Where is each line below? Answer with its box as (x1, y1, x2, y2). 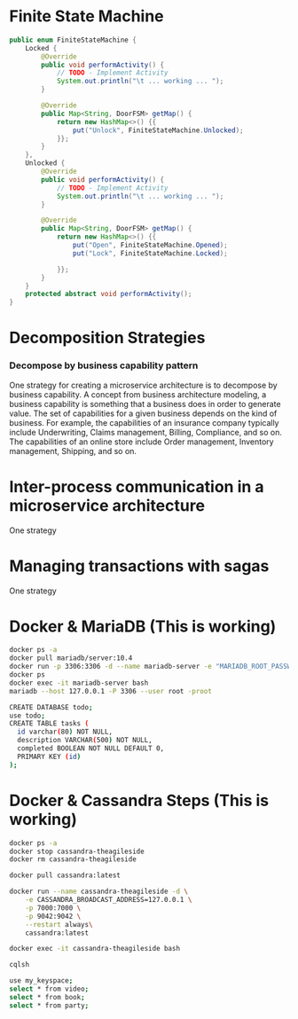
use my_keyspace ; (9, 976, 74, 985)
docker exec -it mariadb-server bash (9, 678, 149, 687)
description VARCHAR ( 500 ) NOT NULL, (17, 736, 153, 745)
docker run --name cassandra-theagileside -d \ (9, 887, 189, 897)
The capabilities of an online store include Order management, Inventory (9, 436, 274, 447)
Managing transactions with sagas (9, 556, 270, 576)
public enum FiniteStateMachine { (9, 35, 137, 44)
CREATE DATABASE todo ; (9, 702, 93, 711)
